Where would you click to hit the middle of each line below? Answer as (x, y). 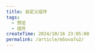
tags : (13, 17)
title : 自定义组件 (27, 12)
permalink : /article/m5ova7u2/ (45, 39)
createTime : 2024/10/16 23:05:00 (48, 34)
